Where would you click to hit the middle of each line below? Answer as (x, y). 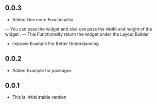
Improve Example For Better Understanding (55, 44)
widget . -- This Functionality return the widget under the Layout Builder (77, 34)
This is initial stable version (39, 97)
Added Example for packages (42, 70)
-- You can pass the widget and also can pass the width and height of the (78, 29)
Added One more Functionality (43, 19)
